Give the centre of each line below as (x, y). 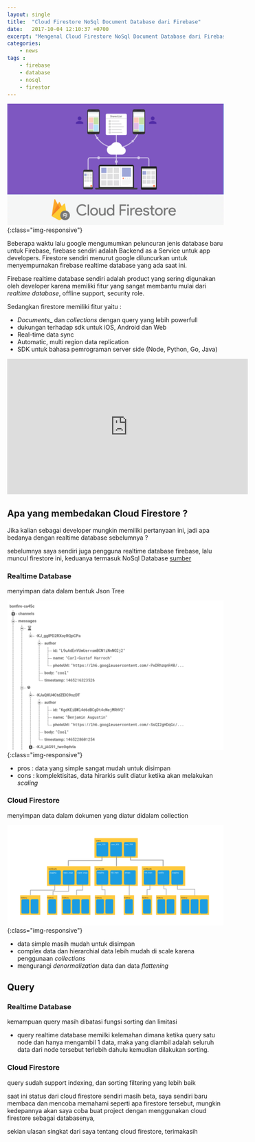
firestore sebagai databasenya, (51, 1118)
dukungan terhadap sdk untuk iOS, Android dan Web (92, 327)
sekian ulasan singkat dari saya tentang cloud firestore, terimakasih (102, 1131)
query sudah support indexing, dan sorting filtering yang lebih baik (101, 1082)
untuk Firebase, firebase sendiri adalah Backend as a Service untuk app (109, 251)
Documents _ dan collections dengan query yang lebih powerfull (107, 319)
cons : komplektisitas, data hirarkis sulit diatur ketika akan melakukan (115, 775)
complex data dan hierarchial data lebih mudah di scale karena (106, 951)
